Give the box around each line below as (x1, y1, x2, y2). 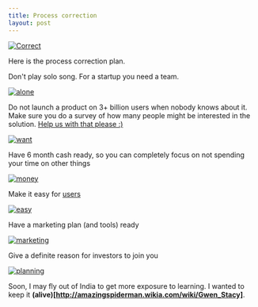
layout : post (8, 19, 51, 27)
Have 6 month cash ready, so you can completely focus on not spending (8, 150, 245, 159)
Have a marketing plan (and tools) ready (8, 220, 140, 229)
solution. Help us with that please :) (8, 119, 123, 129)
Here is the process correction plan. (8, 56, 126, 66)
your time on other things (8, 158, 91, 167)
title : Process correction (8, 11, 97, 20)
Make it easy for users (8, 189, 82, 198)
